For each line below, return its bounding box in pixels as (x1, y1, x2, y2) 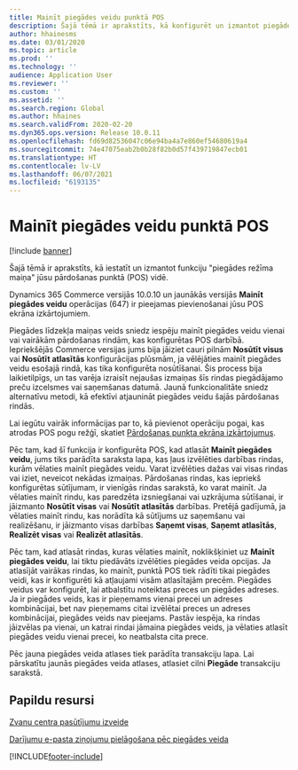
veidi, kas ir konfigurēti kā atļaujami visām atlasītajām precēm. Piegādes (9, 575, 272, 585)
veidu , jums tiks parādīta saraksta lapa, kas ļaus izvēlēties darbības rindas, (9, 454, 284, 465)
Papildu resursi (9, 693, 95, 708)
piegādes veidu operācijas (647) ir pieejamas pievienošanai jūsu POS (9, 299, 264, 310)
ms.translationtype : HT (9, 153, 98, 162)
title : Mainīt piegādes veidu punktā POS (9, 12, 165, 22)
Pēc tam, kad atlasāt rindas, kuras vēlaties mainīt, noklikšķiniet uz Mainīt (9, 546, 275, 557)
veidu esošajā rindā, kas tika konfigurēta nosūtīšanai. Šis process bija (9, 363, 263, 373)
